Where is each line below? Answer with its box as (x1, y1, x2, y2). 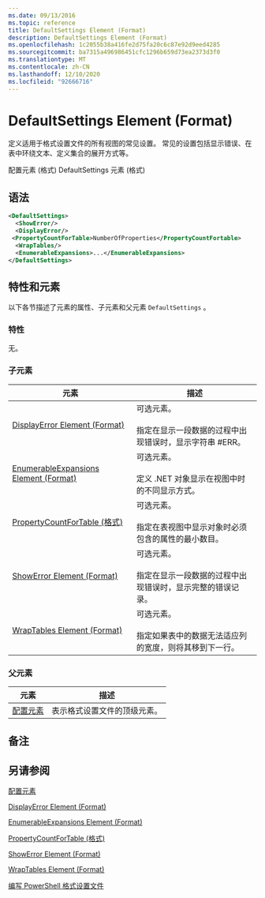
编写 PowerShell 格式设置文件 (8, 881, 104, 891)
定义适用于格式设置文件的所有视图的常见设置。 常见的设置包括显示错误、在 (8, 139, 252, 148)
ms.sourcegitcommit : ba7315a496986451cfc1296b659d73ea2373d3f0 (8, 48, 221, 56)
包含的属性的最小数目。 (136, 533, 223, 544)
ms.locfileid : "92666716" (8, 77, 93, 85)
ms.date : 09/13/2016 (8, 11, 77, 20)
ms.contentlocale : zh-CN (8, 63, 90, 71)
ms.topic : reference (8, 19, 77, 27)
